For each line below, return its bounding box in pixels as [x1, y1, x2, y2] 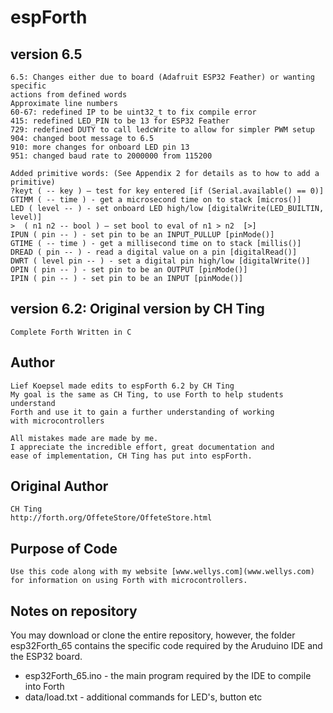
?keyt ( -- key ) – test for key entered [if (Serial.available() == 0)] [10, 186, 325, 196]
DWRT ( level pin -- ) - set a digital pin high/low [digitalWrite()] [10, 256, 311, 266]
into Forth [24, 681, 65, 693]
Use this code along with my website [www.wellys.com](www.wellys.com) [10, 567, 315, 577]
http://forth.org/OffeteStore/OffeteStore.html [10, 513, 213, 523]
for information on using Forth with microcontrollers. [10, 576, 248, 586]
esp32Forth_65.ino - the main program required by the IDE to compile [24, 670, 312, 682]
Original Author [10, 478, 109, 495]
